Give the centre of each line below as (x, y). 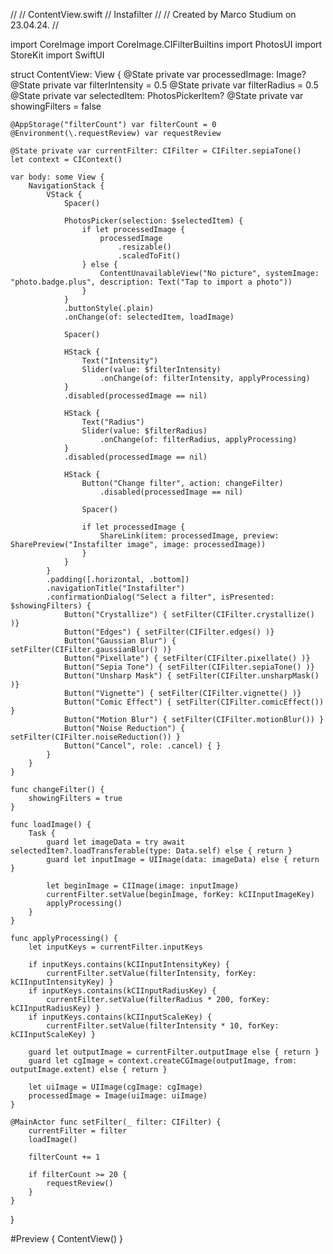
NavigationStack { (66, 186)
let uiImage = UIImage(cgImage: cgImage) (115, 1087)
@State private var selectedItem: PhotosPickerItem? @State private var (157, 95)
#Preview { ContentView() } (66, 1238)
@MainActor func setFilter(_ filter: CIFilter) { (116, 1122)
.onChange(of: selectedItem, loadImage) (149, 317)
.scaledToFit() (149, 256)
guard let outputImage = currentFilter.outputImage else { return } (174, 1052)
